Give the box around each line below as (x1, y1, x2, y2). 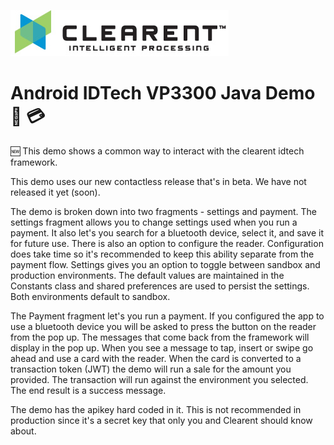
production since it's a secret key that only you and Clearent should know (10, 414, 313, 426)
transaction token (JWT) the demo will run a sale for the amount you (10, 363, 292, 375)
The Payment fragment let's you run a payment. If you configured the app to (10, 310, 325, 322)
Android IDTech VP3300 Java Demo (10, 82, 316, 105)
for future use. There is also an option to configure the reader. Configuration (10, 237, 324, 249)
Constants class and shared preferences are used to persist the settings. (10, 280, 310, 292)
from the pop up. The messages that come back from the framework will (10, 331, 310, 343)
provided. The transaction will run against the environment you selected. (10, 373, 309, 385)
